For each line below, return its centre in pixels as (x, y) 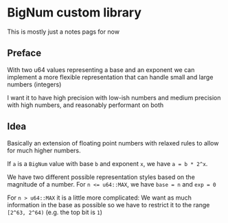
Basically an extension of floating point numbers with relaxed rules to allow (113, 143)
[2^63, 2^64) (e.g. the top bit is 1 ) (55, 212)
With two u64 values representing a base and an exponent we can (101, 69)
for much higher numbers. (44, 150)
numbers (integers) (34, 84)
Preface (24, 53)
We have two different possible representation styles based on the (101, 177)
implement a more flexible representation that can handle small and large (110, 77)
